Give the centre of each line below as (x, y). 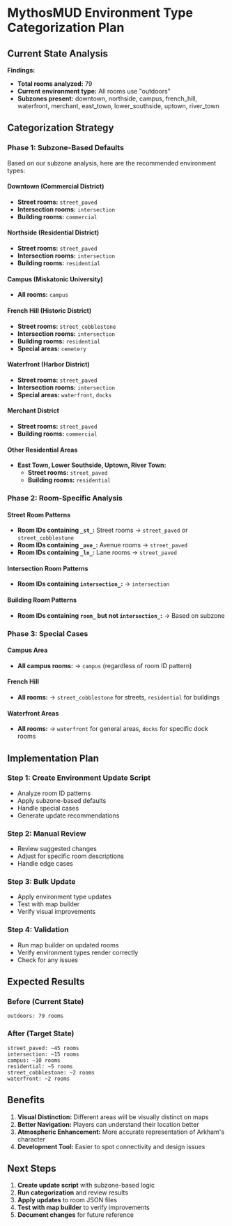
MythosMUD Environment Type (100, 13)
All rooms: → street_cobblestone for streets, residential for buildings (118, 697)
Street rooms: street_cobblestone (67, 326)
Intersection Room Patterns (48, 568)
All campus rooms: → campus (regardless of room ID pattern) (105, 665)
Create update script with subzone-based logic (86, 1186)
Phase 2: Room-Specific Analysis (65, 498)
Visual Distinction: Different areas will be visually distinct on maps (113, 1117)
